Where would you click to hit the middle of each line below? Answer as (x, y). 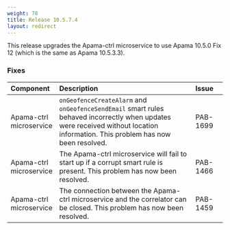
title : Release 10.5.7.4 (42, 20)
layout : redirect (32, 26)
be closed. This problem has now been (122, 207)
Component (30, 88)
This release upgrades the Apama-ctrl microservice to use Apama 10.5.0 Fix (114, 46)
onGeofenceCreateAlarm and (103, 100)
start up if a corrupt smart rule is (111, 162)
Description (79, 88)
